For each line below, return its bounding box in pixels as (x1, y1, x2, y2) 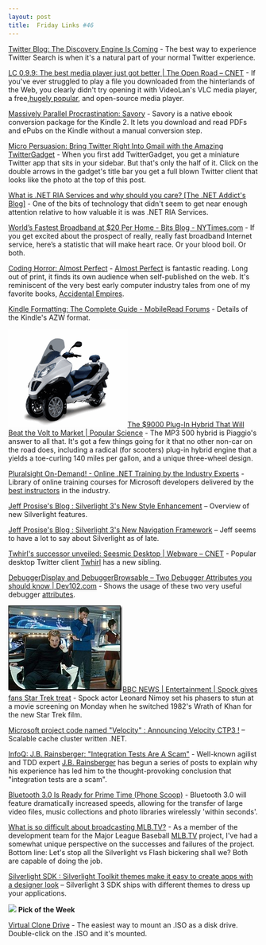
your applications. (8, 888, 67, 898)
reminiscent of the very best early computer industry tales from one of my (8, 280, 251, 290)
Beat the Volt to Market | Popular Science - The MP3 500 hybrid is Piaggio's (8, 428, 257, 437)
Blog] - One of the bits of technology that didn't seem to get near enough (8, 199, 248, 208)
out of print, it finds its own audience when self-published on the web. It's (8, 271, 250, 282)
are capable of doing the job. (8, 856, 103, 865)
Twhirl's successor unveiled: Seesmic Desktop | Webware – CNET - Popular (8, 549, 256, 558)
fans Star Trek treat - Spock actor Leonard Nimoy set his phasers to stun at (8, 693, 254, 702)
